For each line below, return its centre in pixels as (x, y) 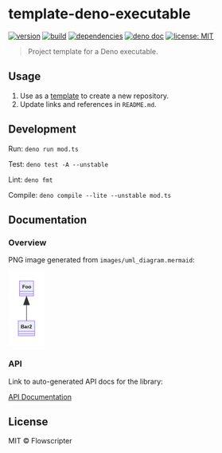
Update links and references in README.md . (88, 104)
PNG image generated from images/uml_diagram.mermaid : (101, 260)
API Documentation (40, 396)
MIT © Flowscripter (41, 441)
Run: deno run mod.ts (43, 148)
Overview (27, 242)
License (28, 421)
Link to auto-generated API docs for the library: (86, 381)
